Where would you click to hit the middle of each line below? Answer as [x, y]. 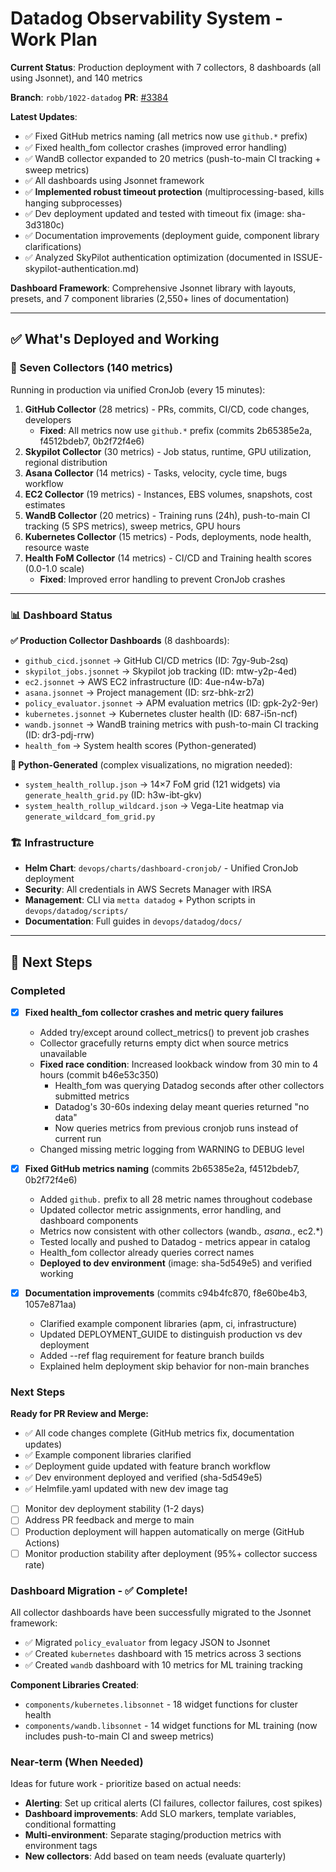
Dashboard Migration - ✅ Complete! [99, 1590]
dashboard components [89, 1221]
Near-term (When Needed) [77, 1762]
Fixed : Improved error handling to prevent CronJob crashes [162, 579]
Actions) [42, 1543]
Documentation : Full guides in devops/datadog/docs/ [133, 921]
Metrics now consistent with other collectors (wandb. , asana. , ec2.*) [181, 1231]
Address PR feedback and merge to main [109, 1520]
